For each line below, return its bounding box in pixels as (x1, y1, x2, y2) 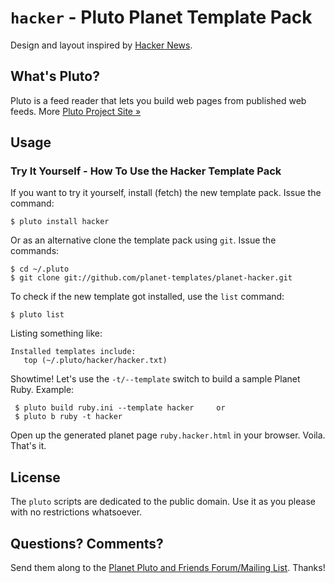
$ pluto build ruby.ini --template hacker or (14, 403, 226, 413)
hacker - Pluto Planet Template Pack (10, 6, 313, 29)
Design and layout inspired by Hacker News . (10, 39, 193, 51)
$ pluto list (10, 310, 65, 320)
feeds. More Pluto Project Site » (10, 105, 142, 117)
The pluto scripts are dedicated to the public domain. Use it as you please (10, 496, 316, 508)
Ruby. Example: (10, 384, 75, 396)
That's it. (10, 440, 47, 452)
